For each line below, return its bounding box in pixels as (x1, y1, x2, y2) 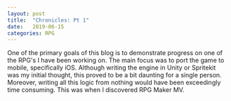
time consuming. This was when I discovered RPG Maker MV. (7, 86, 185, 94)
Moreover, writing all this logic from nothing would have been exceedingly (7, 78, 221, 87)
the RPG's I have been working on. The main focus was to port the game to (7, 56, 225, 65)
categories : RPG (7, 29, 55, 37)
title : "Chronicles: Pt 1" (7, 17, 90, 24)
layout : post (7, 10, 46, 17)
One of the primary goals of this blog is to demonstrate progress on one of (7, 49, 223, 57)
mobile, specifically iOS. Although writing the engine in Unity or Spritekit (7, 63, 216, 72)
